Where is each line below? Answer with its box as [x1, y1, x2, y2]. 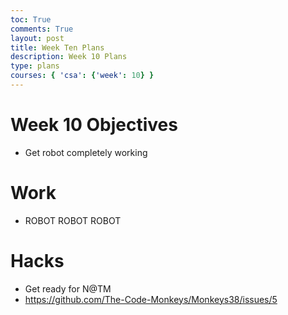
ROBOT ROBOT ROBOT [24, 214, 122, 226]
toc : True [10, 14, 52, 25]
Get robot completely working [24, 146, 148, 158]
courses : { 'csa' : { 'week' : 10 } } [10, 71, 155, 81]
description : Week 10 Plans [10, 52, 128, 62]
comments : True [10, 24, 74, 34]
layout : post [10, 33, 65, 43]
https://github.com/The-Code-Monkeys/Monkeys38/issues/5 [24, 293, 278, 305]
